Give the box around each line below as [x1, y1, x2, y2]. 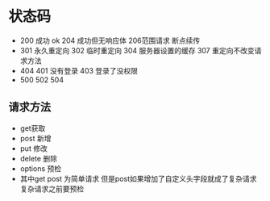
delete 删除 [19, 153, 58, 163]
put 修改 [19, 143, 48, 153]
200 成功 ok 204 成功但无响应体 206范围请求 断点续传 [19, 36, 201, 45]
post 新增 [19, 133, 52, 143]
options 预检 [19, 163, 62, 174]
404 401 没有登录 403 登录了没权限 [19, 65, 139, 75]
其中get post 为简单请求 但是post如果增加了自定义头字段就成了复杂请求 [19, 174, 257, 183]
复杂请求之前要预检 [19, 183, 85, 194]
